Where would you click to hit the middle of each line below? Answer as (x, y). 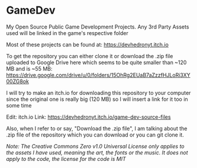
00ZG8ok (18, 81)
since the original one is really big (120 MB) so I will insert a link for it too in (97, 99)
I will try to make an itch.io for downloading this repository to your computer (98, 93)
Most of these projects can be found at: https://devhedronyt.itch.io (87, 45)
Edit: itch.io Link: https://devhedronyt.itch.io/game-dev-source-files (88, 117)
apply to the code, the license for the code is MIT (66, 159)
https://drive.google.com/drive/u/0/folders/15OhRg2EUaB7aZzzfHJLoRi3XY (98, 75)
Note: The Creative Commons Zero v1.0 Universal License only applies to (95, 146)
